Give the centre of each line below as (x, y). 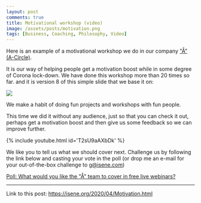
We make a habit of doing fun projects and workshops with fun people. (94, 105)
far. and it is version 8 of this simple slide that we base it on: (80, 82)
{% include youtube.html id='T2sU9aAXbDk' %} (66, 141)
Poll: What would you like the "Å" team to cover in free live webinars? (91, 177)
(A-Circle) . (19, 57)
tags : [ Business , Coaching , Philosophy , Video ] (67, 34)
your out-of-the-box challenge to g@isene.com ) (66, 165)
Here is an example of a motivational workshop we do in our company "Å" (97, 51)
